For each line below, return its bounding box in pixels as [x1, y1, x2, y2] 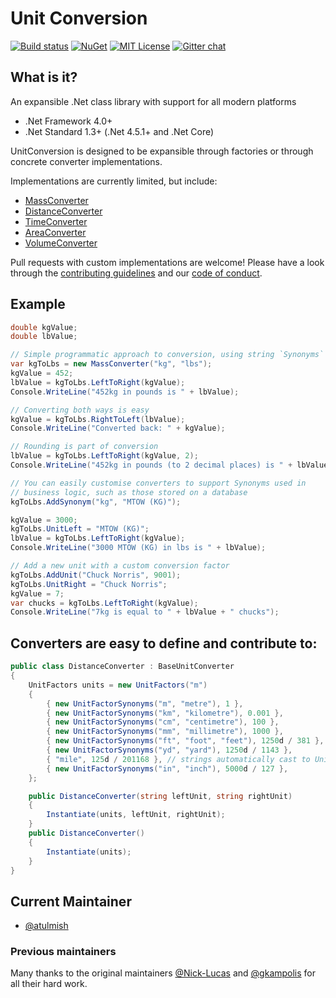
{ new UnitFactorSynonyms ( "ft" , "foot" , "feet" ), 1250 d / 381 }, [46, 736, 325, 746]
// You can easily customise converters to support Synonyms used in [10, 478, 307, 488]
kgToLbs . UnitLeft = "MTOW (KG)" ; [10, 524, 150, 534]
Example [10, 296, 66, 313]
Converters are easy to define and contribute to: [10, 635, 318, 652]
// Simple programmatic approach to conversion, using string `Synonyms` [10, 350, 325, 360]
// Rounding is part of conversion [10, 442, 159, 452]
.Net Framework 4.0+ [24, 115, 113, 127]
